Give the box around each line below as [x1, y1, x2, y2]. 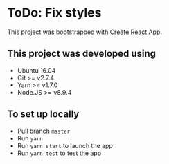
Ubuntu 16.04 [17, 66, 56, 74]
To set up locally [7, 109, 80, 120]
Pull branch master [17, 127, 71, 135]
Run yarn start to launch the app [17, 141, 113, 149]
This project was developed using [7, 48, 157, 60]
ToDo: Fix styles [7, 5, 102, 21]
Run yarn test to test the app [17, 149, 102, 157]
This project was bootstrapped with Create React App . [7, 28, 163, 36]
